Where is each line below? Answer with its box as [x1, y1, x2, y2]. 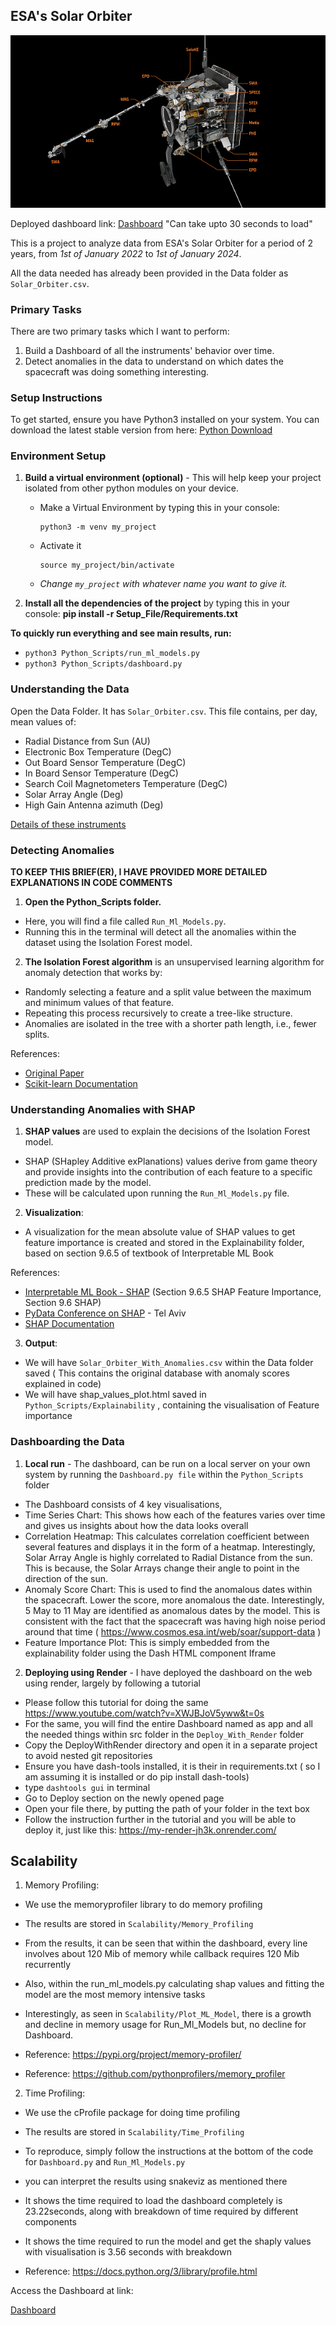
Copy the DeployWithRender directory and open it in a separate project [24, 1739, 318, 1751]
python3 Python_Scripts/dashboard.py [24, 659, 183, 669]
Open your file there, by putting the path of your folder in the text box [24, 1802, 310, 1814]
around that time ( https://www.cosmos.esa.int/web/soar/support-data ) [24, 1625, 322, 1638]
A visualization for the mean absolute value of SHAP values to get [24, 1226, 296, 1238]
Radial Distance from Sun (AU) [24, 735, 151, 747]
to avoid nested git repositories [24, 1749, 153, 1761]
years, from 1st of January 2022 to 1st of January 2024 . [10, 247, 242, 259]
